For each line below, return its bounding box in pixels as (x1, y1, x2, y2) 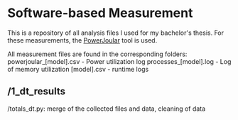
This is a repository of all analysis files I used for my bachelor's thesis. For (7, 28, 225, 37)
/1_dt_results (7, 85, 66, 97)
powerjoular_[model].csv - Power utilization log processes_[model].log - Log (7, 57, 232, 65)
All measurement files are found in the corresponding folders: (7, 50, 188, 58)
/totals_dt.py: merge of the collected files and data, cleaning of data (7, 104, 206, 113)
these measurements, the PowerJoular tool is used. (7, 36, 158, 44)
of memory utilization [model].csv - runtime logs (7, 65, 149, 73)
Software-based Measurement (7, 5, 193, 21)
